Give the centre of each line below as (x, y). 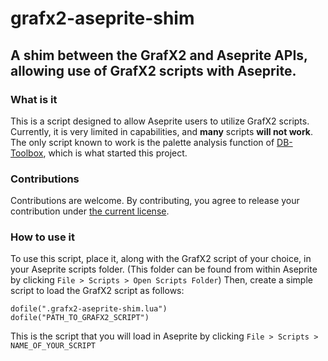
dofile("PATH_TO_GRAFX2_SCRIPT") (80, 318)
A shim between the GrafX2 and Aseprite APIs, (159, 55)
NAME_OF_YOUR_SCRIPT (53, 346)
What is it (34, 99)
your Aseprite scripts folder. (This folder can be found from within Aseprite (164, 269)
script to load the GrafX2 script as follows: (97, 291)
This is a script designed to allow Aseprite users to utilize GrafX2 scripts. (160, 121)
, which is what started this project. (115, 153)
